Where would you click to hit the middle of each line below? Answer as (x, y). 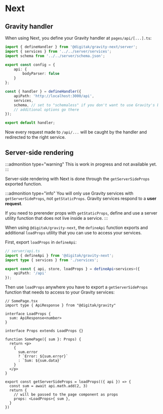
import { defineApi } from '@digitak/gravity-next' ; (59, 255)
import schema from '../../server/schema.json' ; (55, 56)
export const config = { (30, 65)
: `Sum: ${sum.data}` (40, 361)
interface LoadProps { (28, 314)
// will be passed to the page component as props (66, 395)
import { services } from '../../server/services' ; (58, 51)
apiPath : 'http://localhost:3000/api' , (54, 96)
